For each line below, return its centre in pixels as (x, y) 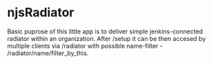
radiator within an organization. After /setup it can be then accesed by (106, 38)
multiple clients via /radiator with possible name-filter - (85, 46)
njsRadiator (41, 13)
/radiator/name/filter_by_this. (48, 53)
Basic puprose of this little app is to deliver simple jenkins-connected (105, 31)
